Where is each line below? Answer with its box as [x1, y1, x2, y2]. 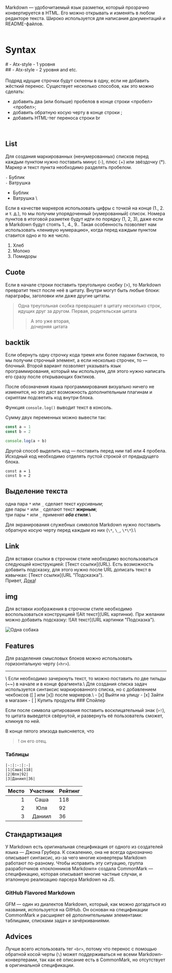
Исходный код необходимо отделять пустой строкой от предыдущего [5, 453, 159, 459]
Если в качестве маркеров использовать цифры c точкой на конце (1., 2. [5, 205, 164, 211]
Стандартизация [5, 830, 62, 839]
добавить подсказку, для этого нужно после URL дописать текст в [5, 566, 151, 572]
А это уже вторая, [30, 318, 70, 324]
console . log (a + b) [5, 439, 47, 444]
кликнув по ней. [5, 718, 40, 724]
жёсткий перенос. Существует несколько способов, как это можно [5, 83, 154, 89]
